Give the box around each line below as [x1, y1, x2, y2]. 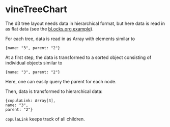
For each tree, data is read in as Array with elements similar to [5, 36, 135, 42]
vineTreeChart [5, 4, 68, 15]
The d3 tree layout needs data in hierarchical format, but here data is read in [5, 20, 165, 26]
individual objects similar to [5, 59, 63, 66]
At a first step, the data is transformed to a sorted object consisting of [5, 54, 152, 60]
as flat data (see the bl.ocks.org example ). [5, 25, 94, 31]
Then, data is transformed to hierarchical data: [5, 88, 103, 94]
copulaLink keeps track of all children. [5, 116, 85, 122]
